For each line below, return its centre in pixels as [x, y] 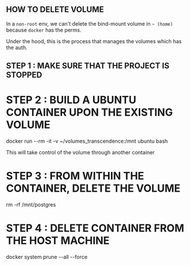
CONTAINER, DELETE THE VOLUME [93, 189]
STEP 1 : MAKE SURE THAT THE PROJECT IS [88, 66]
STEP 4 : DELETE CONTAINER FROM [95, 228]
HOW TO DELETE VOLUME [55, 10]
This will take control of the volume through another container [80, 153]
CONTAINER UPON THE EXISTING [89, 113]
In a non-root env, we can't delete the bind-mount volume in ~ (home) [90, 23]
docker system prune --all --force [47, 257]
